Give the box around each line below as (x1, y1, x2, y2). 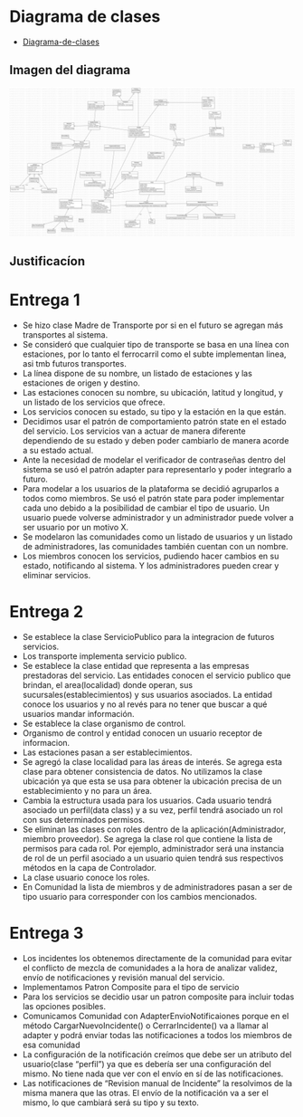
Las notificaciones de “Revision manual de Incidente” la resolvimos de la (22, 1077, 292, 1088)
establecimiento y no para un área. (22, 785, 152, 796)
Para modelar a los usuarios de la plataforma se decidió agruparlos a (22, 482, 279, 494)
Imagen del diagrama (9, 62, 131, 78)
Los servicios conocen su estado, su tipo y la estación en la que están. (22, 406, 287, 417)
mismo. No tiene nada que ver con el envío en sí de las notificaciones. (22, 1068, 284, 1079)
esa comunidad (22, 1039, 80, 1050)
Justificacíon (9, 253, 86, 269)
